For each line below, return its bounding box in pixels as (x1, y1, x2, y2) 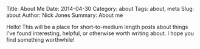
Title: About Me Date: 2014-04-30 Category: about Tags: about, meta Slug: (6, 5, 195, 12)
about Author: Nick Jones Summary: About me (6, 11, 123, 19)
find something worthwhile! (6, 36, 75, 43)
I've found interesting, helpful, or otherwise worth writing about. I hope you (6, 30, 195, 37)
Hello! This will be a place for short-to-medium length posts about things (6, 24, 188, 30)
